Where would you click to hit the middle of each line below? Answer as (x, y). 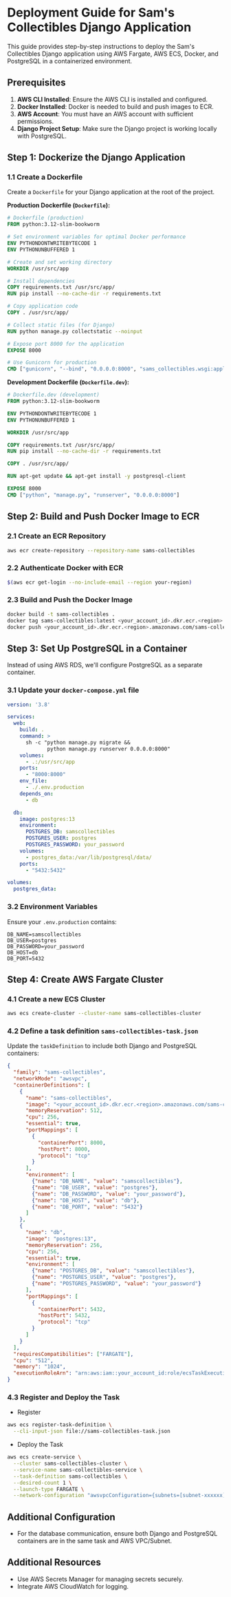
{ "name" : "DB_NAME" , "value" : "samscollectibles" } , (108, 1181)
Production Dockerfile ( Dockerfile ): (59, 205)
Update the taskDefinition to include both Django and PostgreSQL (102, 1046)
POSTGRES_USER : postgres (61, 838)
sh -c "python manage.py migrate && (78, 742)
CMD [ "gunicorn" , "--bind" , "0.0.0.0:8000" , (72, 369)
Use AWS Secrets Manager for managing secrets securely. (100, 1579)
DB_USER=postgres (32, 940)
